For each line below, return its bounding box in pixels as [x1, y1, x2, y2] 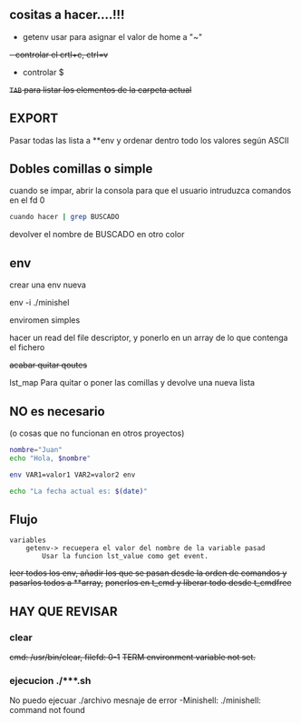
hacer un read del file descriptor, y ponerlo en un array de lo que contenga [9, 332, 288, 344]
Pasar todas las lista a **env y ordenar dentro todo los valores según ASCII [9, 135, 290, 146]
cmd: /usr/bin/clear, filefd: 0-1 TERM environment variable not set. [9, 651, 257, 662]
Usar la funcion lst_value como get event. [42, 552, 209, 561]
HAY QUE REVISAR [9, 604, 118, 619]
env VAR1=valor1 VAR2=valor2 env [9, 470, 136, 479]
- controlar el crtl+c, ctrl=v [9, 49, 109, 60]
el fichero [9, 342, 45, 353]
